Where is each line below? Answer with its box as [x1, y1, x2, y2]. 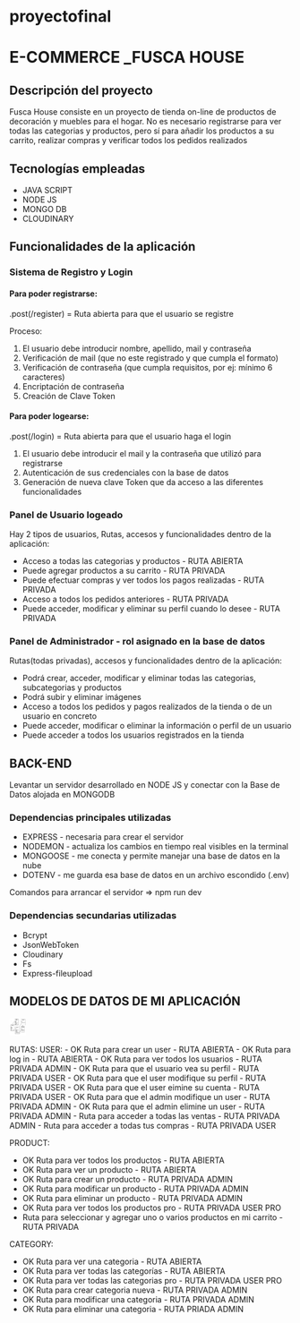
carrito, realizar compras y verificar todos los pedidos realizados [9, 135, 248, 146]
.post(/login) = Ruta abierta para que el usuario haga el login [9, 431, 232, 441]
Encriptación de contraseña [21, 380, 125, 391]
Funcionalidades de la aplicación [9, 239, 196, 254]
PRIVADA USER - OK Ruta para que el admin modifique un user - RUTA [9, 1091, 270, 1102]
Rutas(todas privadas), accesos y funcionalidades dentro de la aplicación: [9, 655, 282, 666]
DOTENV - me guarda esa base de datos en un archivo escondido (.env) [21, 870, 290, 881]
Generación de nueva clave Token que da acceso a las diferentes [21, 476, 264, 487]
